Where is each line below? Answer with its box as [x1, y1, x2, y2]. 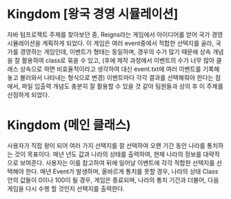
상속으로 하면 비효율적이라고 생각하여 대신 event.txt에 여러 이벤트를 [19, 65, 201, 73]
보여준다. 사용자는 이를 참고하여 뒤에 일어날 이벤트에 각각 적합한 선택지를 [19, 158, 215, 167]
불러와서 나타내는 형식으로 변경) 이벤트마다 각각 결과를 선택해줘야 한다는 [19, 73, 214, 81]
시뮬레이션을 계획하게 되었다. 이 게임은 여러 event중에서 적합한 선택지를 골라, [7, 39, 214, 47]
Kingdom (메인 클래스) [7, 118, 131, 133]
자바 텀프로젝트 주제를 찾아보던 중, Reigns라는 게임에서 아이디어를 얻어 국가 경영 [7, 30, 223, 39]
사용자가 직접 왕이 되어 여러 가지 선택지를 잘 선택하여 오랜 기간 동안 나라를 [7, 141, 205, 149]
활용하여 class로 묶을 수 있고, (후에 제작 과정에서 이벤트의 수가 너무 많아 [21, 56, 215, 64]
